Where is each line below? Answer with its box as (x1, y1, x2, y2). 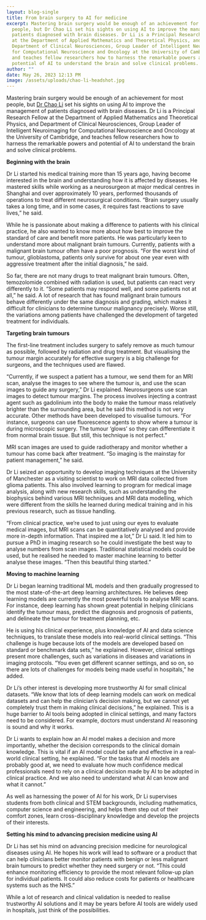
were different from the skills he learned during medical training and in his (6, 501, 193, 508)
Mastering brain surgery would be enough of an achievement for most (6, 94, 184, 102)
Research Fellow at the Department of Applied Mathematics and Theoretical (6, 114, 198, 121)
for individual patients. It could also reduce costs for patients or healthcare (6, 875, 195, 883)
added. (6, 672, 25, 680)
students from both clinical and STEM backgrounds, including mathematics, (6, 799, 198, 807)
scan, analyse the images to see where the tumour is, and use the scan (6, 380, 186, 387)
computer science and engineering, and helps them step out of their (6, 806, 179, 813)
